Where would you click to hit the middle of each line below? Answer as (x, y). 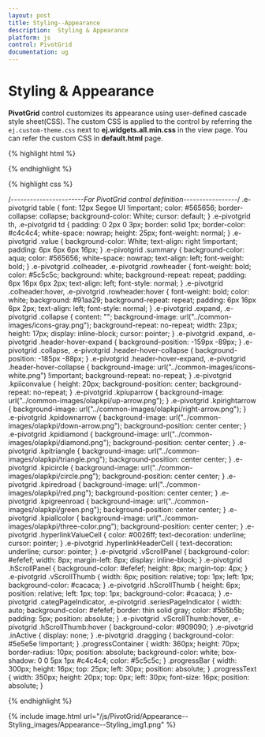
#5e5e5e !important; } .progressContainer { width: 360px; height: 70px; (124, 643)
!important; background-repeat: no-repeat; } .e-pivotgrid (140, 375)
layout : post (30, 15)
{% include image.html (45, 716)
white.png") (27, 375)
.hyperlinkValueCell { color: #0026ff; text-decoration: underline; (143, 534)
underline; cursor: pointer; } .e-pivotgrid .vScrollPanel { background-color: (129, 551)
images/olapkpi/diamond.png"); (60, 442)
